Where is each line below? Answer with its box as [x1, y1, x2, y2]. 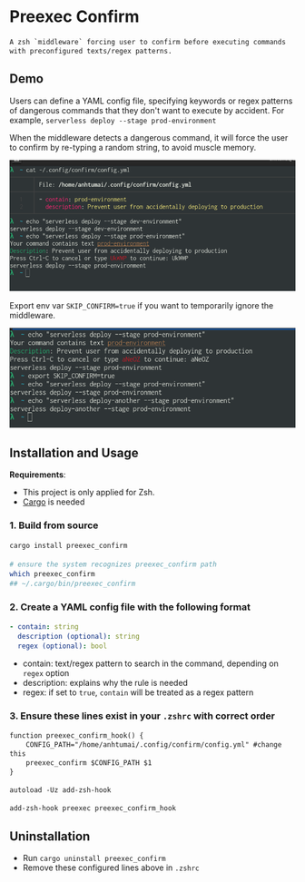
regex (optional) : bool [17, 642, 107, 651]
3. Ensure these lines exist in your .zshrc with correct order [9, 710, 275, 722]
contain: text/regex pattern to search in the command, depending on [22, 658, 279, 669]
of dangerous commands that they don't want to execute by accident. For [9, 104, 285, 115]
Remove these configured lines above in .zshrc [22, 862, 200, 873]
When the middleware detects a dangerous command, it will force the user [9, 132, 289, 142]
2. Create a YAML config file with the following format [9, 601, 251, 613]
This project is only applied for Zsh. [22, 487, 155, 498]
